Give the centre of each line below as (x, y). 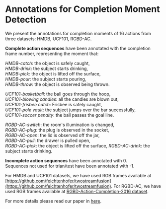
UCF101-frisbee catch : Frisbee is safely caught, (54, 104)
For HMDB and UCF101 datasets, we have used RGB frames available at (78, 175)
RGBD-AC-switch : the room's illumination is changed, (60, 125)
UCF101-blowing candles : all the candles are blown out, (62, 99)
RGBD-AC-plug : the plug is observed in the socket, (57, 130)
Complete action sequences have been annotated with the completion (78, 48)
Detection (26, 20)
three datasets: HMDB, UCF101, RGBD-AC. (48, 39)
